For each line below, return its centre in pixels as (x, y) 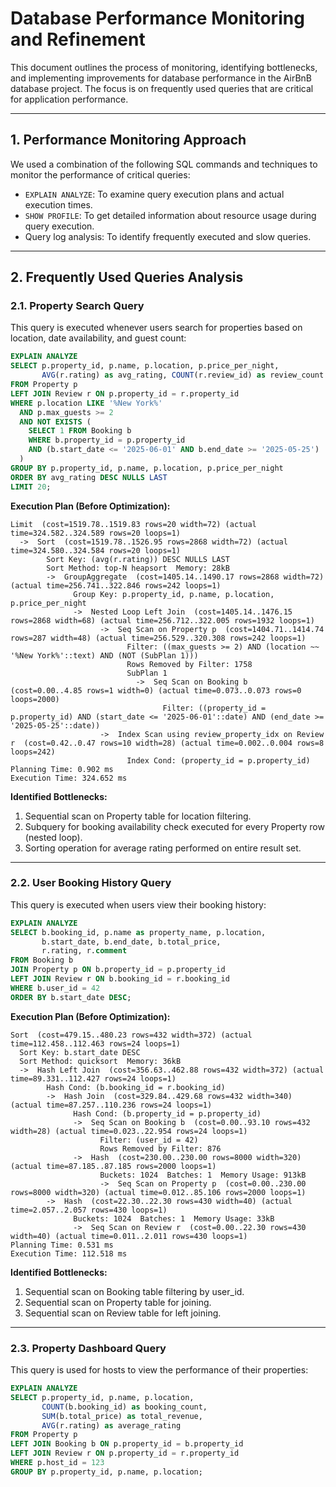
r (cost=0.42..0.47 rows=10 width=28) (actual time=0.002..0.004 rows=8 (167, 743)
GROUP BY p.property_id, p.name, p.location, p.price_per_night (147, 468)
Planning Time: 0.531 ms (62, 1245)
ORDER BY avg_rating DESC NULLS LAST (89, 477)
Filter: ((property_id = (214, 708)
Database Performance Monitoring (157, 18)
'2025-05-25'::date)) (55, 725)
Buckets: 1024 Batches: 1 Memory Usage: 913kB (203, 1175)
